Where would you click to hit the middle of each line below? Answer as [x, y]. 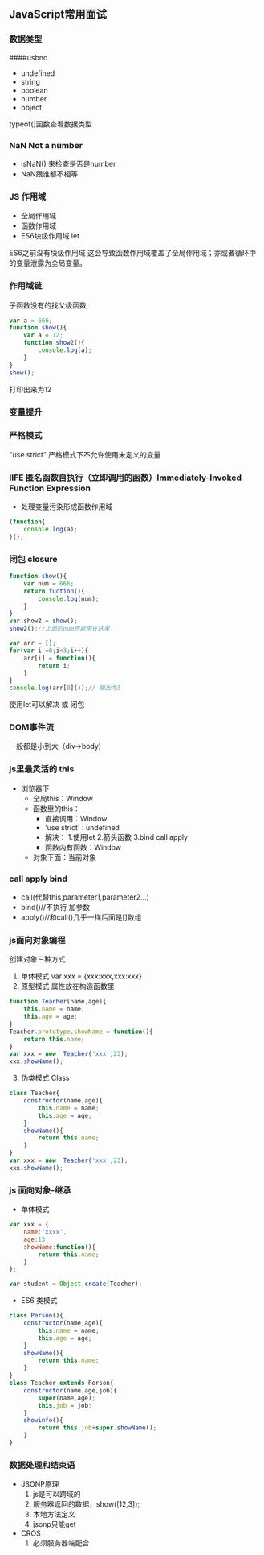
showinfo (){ [43, 1421]
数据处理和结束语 [42, 1465]
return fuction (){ [54, 591]
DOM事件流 [32, 727]
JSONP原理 [40, 1484]
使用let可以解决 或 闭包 [47, 705]
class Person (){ [36, 1316]
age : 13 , [36, 1239]
